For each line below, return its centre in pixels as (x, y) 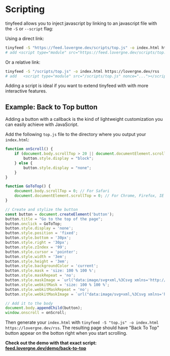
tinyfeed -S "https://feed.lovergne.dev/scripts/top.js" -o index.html (82, 48)
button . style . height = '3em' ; (37, 261)
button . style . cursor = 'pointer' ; (42, 252)
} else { (24, 163)
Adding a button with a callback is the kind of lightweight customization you (84, 119)
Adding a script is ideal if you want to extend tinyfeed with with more (77, 86)
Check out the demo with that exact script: (51, 343)
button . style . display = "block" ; (59, 158)
